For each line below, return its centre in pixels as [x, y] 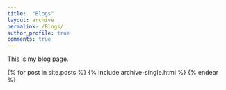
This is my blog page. [38, 59]
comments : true [29, 39]
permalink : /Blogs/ [35, 26]
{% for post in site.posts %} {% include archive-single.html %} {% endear [113, 73]
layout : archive [31, 20]
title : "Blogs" [31, 13]
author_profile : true [39, 33]
